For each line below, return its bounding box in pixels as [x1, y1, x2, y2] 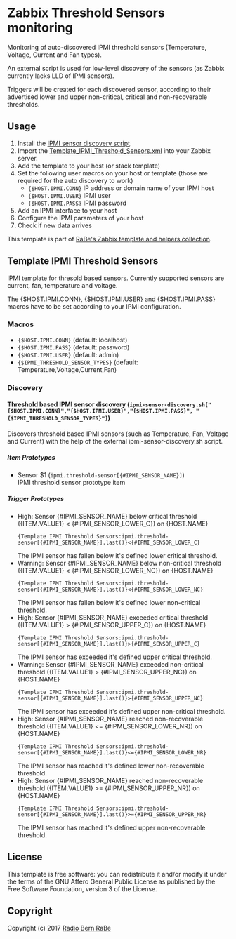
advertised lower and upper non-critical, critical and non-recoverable [7, 93, 208, 101]
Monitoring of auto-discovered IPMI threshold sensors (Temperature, [7, 43, 207, 51]
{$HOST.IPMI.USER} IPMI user [27, 191, 111, 199]
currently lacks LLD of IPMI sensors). [7, 72, 114, 80]
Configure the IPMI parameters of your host [17, 213, 144, 222]
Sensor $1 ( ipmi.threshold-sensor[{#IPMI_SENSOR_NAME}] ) [17, 470, 185, 479]
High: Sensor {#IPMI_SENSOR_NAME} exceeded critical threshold [17, 613, 209, 622]
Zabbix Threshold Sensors [7, 5, 165, 21]
